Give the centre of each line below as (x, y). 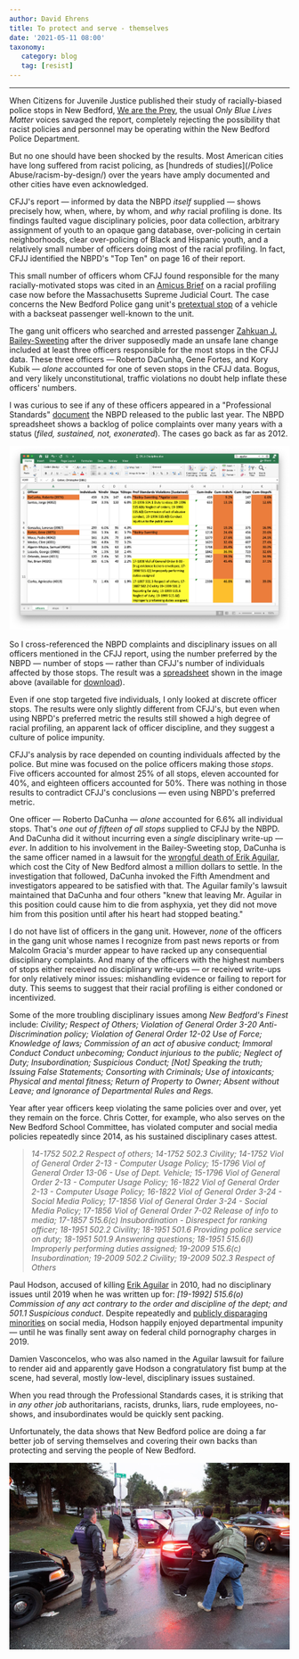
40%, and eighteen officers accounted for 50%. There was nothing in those (148, 783)
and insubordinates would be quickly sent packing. (130, 1414)
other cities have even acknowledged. (79, 184)
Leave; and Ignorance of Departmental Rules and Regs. (111, 1090)
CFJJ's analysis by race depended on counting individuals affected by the (145, 755)
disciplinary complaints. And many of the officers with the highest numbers (147, 960)
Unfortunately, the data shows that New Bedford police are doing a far (138, 1431)
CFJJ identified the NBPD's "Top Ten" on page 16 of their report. (128, 258)
